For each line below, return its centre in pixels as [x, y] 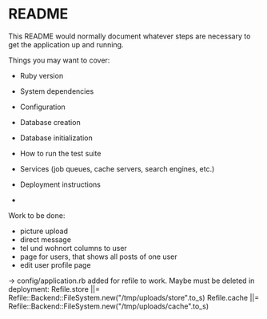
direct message [46, 239]
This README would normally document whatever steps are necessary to [130, 36]
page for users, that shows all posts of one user [98, 256]
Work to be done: [37, 215]
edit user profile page [55, 264]
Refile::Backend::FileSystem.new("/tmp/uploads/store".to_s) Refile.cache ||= [134, 297]
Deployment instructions [60, 184]
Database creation [50, 122]
